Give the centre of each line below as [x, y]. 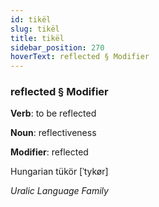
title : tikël [37, 38]
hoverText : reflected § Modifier [80, 57]
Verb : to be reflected [53, 113]
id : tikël [31, 19]
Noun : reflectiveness [53, 133]
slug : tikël [35, 29]
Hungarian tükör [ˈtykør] [59, 172]
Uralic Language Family [59, 191]
